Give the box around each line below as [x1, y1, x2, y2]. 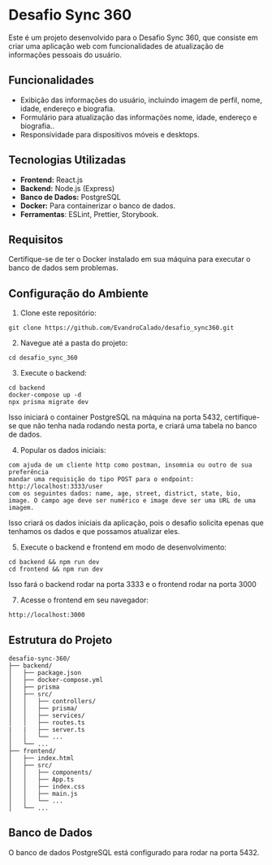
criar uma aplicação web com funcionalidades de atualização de [8, 41, 224, 50]
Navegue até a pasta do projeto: [19, 338, 128, 348]
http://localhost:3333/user [8, 482, 104, 491]
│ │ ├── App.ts [8, 776, 75, 784]
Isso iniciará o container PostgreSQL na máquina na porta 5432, [8, 412, 223, 422]
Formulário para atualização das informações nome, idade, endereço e [19, 112, 257, 122]
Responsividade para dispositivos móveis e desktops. [19, 129, 201, 139]
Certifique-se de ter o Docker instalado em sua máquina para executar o [8, 254, 251, 264]
